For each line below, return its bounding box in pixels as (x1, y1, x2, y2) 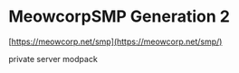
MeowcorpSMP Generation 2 (8, 6, 230, 27)
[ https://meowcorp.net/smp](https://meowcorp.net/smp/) (8, 36, 223, 47)
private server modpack (8, 53, 99, 64)
